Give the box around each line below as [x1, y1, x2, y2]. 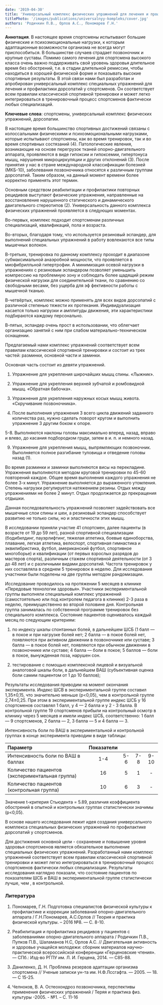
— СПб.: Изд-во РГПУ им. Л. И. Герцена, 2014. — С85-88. [12, 954, 131, 960]
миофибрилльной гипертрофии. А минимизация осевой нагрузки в [5, 262, 145, 268]
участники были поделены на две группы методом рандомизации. [5, 571, 144, 577]
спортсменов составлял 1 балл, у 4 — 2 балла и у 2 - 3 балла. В [5, 703, 137, 708]
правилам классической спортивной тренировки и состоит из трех [5, 347, 146, 353]
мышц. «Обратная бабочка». [12, 386, 72, 392]
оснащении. [5, 333, 30, 339]
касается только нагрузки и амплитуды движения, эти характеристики [5, 308, 153, 314]
